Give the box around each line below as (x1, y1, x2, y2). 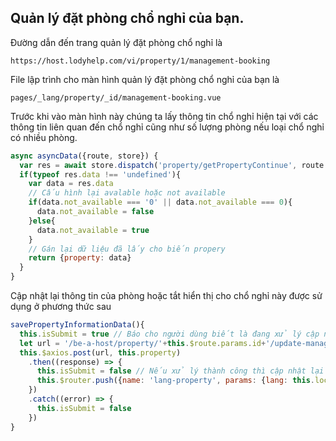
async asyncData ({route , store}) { (10, 151, 159, 161)
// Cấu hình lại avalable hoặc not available (28, 188, 226, 198)
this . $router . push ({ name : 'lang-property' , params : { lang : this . (36, 376, 315, 386)
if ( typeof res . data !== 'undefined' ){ (19, 169, 182, 180)
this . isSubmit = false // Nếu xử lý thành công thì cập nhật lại (36, 366, 325, 376)
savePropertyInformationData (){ (10, 320, 145, 330)
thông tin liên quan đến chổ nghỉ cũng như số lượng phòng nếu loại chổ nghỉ (10, 121, 325, 133)
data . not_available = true (36, 225, 150, 235)
